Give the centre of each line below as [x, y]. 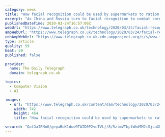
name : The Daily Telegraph [37, 68]
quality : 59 [17, 46]
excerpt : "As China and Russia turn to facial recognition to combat [78, 19]
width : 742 [25, 109]
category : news [21, 10]
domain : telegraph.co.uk [35, 73]
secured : [14, 127]
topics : [13, 82]
